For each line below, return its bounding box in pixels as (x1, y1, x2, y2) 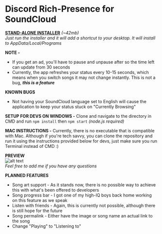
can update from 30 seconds (12, 64, 70, 70)
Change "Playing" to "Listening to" (12, 223, 81, 229)
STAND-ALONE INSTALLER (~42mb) (5, 30, 79, 36)
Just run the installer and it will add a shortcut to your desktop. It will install (5, 35, 156, 41)
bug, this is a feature (12, 79, 55, 86)
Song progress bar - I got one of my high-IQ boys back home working (12, 192, 152, 198)
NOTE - (5, 50, 20, 55)
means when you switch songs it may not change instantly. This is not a (12, 74, 156, 80)
